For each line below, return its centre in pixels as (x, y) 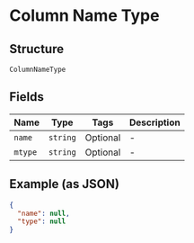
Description (155, 122)
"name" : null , (44, 213)
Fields (27, 97)
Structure (37, 49)
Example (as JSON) (64, 184)
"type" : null (42, 221)
